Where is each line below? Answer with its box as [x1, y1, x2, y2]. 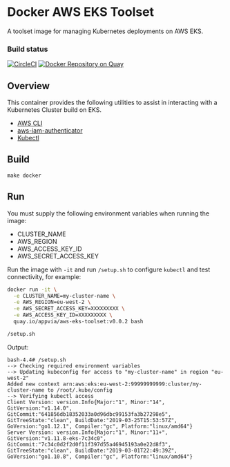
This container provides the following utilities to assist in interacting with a [7, 98, 218, 107]
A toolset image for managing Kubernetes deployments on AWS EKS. [7, 27, 204, 35]
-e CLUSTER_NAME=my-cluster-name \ [13, 292, 116, 299]
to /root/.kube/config [47, 386, 113, 394]
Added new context [7, 381, 60, 388]
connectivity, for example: [7, 272, 82, 280]
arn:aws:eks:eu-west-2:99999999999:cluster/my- [62, 381, 202, 388]
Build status [7, 44, 48, 54]
